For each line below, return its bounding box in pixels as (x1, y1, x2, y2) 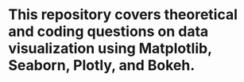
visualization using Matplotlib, (8, 40, 212, 57)
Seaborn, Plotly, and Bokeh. (8, 57, 196, 75)
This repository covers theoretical (8, 6, 238, 24)
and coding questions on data (8, 22, 209, 41)
